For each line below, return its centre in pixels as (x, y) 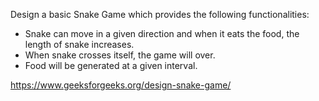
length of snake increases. (79, 44)
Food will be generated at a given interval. (111, 65)
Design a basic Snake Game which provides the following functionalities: (160, 14)
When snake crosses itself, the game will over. (120, 55)
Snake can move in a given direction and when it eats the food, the (162, 33)
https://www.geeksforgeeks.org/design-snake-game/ (121, 85)
